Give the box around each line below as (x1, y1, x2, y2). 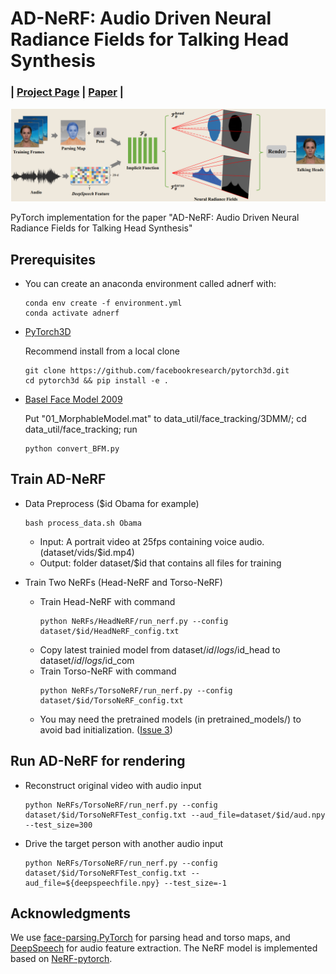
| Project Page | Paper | (10, 85, 124, 99)
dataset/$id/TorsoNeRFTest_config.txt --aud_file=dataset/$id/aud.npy (24, 810, 326, 820)
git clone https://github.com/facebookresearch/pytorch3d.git (24, 365, 290, 376)
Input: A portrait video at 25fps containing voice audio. (39, 535, 265, 547)
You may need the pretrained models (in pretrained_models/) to (39, 713, 302, 725)
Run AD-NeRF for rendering (10, 753, 186, 770)
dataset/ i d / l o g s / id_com (39, 654, 135, 666)
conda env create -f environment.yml (24, 298, 183, 308)
